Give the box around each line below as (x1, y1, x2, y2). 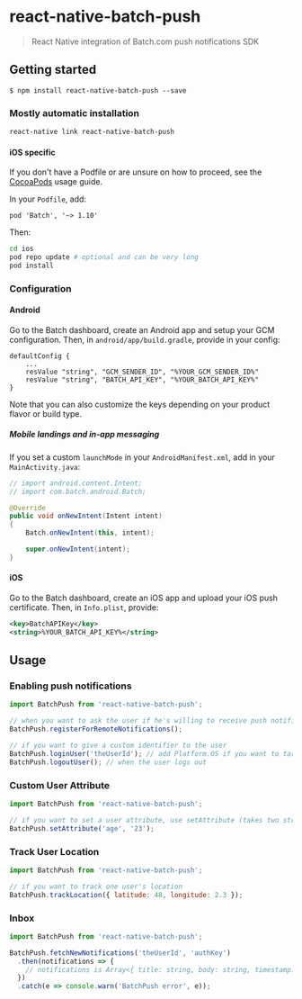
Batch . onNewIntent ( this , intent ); (25, 528, 155, 537)
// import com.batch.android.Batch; (9, 487, 147, 496)
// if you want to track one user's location (9, 882, 182, 891)
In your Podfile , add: (9, 193, 87, 204)
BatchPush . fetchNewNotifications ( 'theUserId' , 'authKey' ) (9, 948, 231, 958)
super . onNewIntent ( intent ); (25, 544, 130, 554)
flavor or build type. (9, 408, 83, 419)
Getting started (9, 62, 97, 77)
